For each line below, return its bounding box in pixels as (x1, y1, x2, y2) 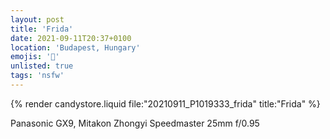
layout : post (10, 14, 65, 25)
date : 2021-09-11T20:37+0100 (10, 33, 132, 43)
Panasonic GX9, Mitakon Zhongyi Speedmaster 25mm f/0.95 (10, 117, 260, 129)
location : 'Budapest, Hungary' (10, 42, 141, 53)
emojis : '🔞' (10, 52, 60, 62)
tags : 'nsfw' (10, 71, 65, 81)
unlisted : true (10, 61, 74, 71)
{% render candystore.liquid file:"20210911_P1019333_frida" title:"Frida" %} (10, 97, 321, 110)
